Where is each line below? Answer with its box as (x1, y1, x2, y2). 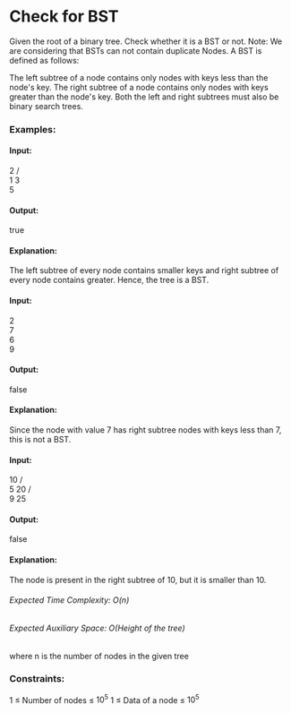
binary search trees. (9, 100, 83, 111)
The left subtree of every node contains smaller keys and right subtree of (9, 265, 279, 276)
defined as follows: (9, 55, 80, 65)
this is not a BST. (9, 434, 72, 445)
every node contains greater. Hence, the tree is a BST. (9, 275, 210, 286)
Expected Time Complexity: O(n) (9, 595, 130, 606)
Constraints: (9, 673, 65, 685)
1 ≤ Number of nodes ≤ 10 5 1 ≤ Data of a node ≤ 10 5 (9, 692, 200, 705)
